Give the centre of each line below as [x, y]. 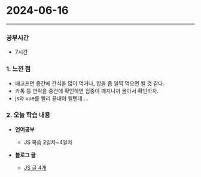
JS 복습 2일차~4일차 [48, 142]
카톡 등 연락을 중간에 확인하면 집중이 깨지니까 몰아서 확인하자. [87, 91]
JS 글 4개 [35, 167]
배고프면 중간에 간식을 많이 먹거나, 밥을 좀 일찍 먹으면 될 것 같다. [89, 83]
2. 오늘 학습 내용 [28, 115]
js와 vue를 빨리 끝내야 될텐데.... [51, 98]
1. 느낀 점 [19, 69]
